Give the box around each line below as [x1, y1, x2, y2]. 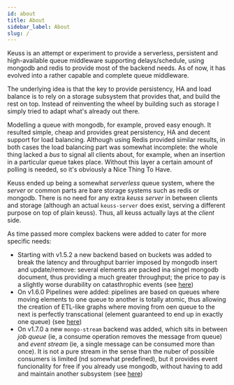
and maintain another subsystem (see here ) [17, 370, 143, 378]
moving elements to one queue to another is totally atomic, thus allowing [17, 295, 226, 304]
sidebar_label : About [7, 23, 71, 30]
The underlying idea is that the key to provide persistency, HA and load [7, 85, 212, 93]
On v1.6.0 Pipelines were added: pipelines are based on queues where [17, 288, 220, 296]
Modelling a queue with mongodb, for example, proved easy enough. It [7, 120, 212, 129]
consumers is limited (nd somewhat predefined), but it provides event [17, 355, 218, 363]
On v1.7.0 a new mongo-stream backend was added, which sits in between [17, 325, 228, 333]
